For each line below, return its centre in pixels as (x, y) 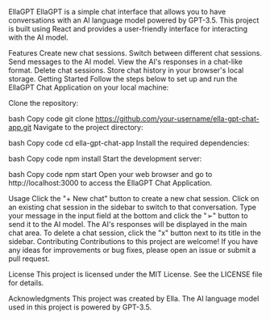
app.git (20, 127)
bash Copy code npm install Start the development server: (105, 158)
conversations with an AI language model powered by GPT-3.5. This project (134, 20)
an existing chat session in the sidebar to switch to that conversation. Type (132, 207)
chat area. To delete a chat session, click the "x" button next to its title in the (135, 233)
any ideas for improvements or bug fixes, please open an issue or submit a (132, 250)
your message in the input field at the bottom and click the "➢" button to (128, 216)
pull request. (29, 259)
